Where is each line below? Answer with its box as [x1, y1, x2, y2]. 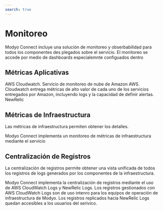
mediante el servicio [5, 138, 46, 144]
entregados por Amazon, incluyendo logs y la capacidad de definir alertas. [5, 92, 154, 97]
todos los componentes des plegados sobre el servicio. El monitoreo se [5, 49, 148, 55]
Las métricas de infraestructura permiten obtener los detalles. [5, 124, 129, 130]
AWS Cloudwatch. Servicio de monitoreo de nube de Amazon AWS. [5, 81, 140, 87]
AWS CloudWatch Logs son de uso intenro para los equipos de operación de [5, 190, 158, 195]
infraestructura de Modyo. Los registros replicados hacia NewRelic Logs [5, 195, 149, 201]
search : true [5, 7, 32, 12]
